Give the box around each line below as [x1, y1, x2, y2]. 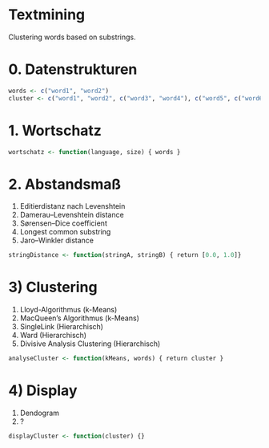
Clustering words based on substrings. [8, 32, 136, 42]
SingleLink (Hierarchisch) [19, 322, 104, 332]
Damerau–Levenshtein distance [19, 210, 124, 220]
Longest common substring [19, 227, 111, 237]
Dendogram [19, 408, 60, 417]
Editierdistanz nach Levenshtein [19, 202, 126, 211]
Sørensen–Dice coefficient [19, 218, 108, 228]
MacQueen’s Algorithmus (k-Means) [19, 313, 140, 323]
